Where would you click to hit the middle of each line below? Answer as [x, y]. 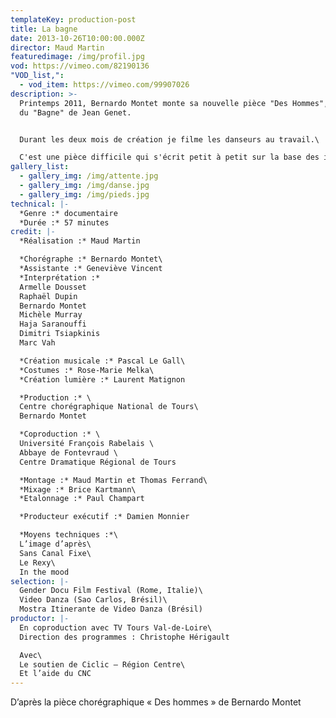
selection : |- [40, 581]
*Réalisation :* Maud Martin [80, 241]
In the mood [44, 572]
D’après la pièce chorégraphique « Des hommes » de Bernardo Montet [156, 702]
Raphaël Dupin [48, 296]
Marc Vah [37, 343]
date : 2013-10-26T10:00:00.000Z [77, 38]
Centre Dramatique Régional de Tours [98, 462]
